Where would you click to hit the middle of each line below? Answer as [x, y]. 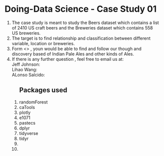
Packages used [43, 90]
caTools [27, 107]
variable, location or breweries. [43, 43]
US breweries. [26, 33]
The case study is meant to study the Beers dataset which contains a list [85, 23]
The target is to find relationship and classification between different [81, 38]
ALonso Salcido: [28, 75]
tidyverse [29, 133]
